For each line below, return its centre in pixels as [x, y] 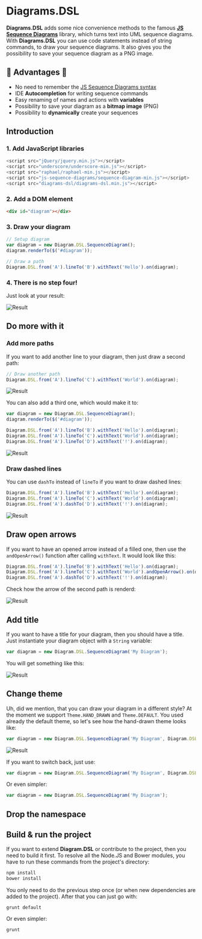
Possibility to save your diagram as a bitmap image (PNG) [87, 106]
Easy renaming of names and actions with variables [79, 99]
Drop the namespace [46, 814]
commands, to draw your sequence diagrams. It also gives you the [89, 47]
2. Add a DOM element [40, 199]
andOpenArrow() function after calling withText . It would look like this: [91, 555]
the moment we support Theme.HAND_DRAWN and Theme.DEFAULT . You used [95, 715]
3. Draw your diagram [38, 227]
